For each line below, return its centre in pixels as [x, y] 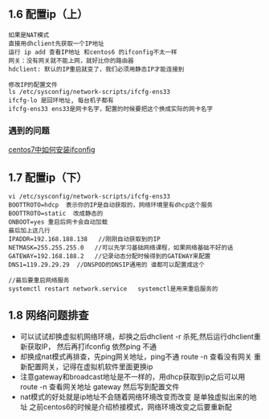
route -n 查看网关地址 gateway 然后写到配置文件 [100, 386]
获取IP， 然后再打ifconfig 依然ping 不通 [92, 346]
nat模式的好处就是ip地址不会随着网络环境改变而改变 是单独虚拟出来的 [135, 396]
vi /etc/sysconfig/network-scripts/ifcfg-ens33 [90, 196]
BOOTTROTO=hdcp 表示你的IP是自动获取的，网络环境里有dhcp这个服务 [111, 205]
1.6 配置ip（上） [48, 14]
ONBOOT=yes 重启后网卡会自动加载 [58, 222]
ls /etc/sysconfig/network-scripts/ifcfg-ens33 [90, 92]
